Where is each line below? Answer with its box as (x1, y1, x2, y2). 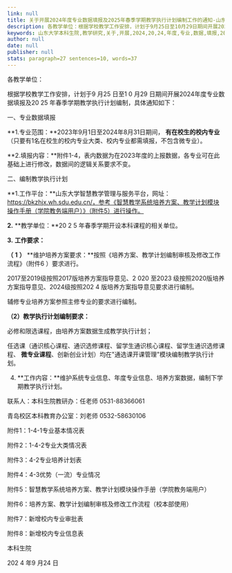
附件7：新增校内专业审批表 (7, 514, 84, 522)
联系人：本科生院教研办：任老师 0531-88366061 (7, 397, 145, 405)
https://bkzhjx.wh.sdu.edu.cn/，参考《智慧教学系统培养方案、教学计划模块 (7, 198, 220, 206)
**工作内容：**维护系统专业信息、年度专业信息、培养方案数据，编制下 (17, 373, 217, 381)
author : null (7, 36, 45, 43)
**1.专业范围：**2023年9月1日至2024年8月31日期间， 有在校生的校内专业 (7, 127, 220, 136)
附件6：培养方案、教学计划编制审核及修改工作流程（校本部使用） (7, 500, 193, 508)
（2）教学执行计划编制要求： (7, 312, 90, 320)
